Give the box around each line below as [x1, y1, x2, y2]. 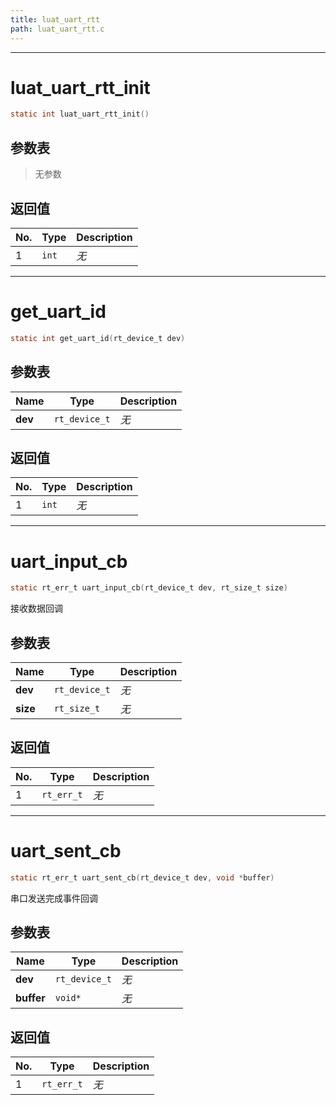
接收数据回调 [10, 602, 63, 615]
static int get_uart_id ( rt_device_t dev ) [10, 333, 186, 343]
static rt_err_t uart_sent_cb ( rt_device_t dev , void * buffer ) [10, 872, 275, 883]
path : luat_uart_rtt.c [10, 24, 105, 34]
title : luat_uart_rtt [10, 14, 101, 25]
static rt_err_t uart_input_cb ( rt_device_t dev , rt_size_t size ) [10, 583, 288, 593]
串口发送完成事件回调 [10, 892, 98, 904]
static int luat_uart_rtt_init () [10, 109, 150, 120]
